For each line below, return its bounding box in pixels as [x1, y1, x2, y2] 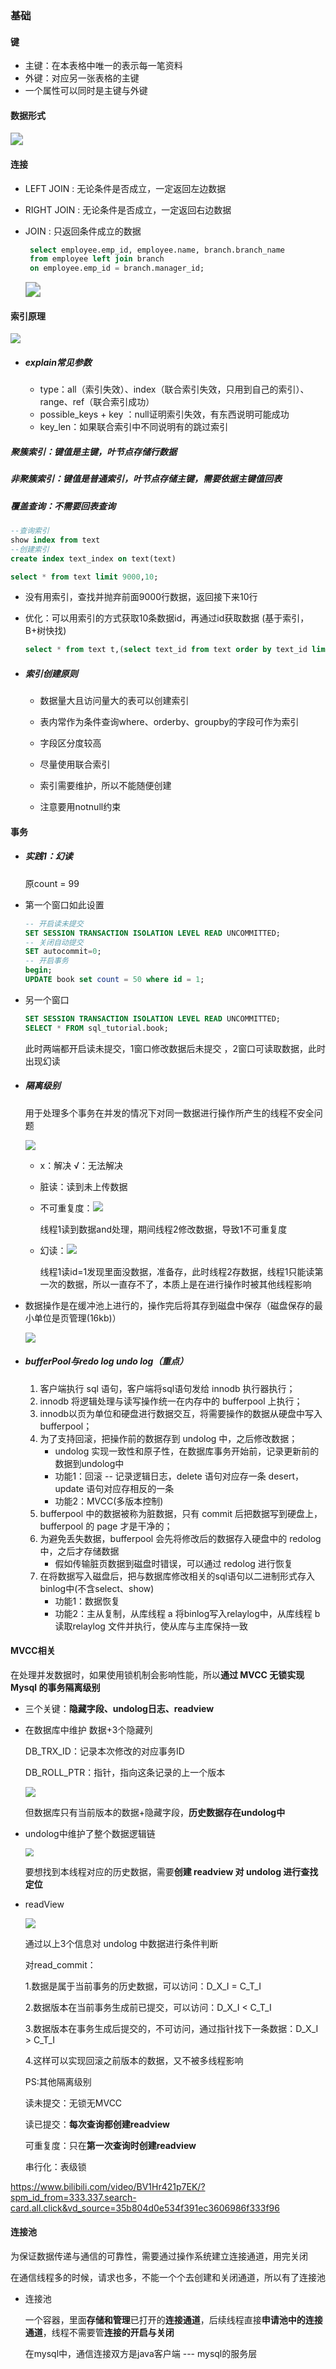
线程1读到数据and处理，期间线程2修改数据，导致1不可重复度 [39, 1223, 288, 1235]
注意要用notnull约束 [39, 801, 122, 813]
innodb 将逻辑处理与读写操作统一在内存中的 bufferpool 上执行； [39, 1395, 303, 1407]
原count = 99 [24, 877, 80, 889]
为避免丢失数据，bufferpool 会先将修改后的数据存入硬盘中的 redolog [39, 1532, 322, 1544]
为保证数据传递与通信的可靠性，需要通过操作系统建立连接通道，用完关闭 [10, 2250, 308, 2262]
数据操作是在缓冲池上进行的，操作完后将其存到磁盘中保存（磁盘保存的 [24, 1299, 315, 1311]
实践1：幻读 [24, 850, 73, 862]
